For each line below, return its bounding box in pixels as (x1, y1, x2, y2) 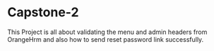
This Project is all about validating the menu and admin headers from (7, 28, 208, 36)
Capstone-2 (7, 4, 79, 21)
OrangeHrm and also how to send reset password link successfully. (7, 35, 204, 43)
